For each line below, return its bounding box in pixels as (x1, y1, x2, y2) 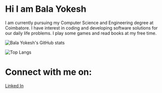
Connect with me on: (5, 66, 92, 78)
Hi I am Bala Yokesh (5, 3, 87, 15)
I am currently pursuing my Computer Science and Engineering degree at (5, 20, 154, 26)
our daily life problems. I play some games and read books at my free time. (5, 30, 157, 36)
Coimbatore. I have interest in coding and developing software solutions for (5, 25, 158, 31)
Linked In (5, 83, 24, 89)
